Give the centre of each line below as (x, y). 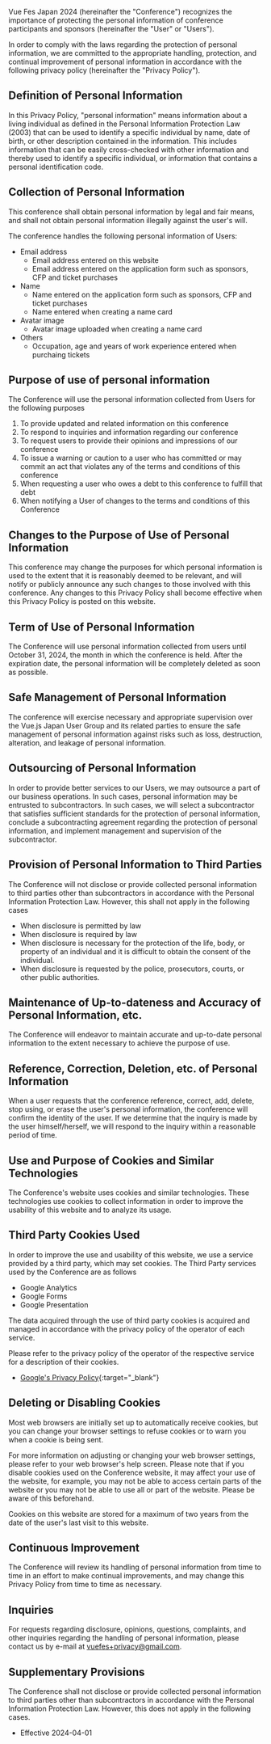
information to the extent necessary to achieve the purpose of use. (119, 1043)
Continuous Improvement (74, 1548)
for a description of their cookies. (64, 1362)
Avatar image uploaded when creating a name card (117, 329)
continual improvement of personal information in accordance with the (125, 61)
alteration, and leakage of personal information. (88, 742)
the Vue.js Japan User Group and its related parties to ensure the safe (125, 725)
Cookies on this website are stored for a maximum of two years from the (129, 1514)
